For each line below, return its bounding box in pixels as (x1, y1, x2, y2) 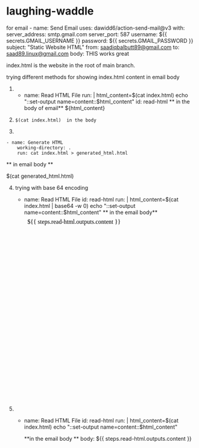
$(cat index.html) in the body (14, 117, 96, 123)
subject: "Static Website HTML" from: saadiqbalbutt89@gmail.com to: (6, 44, 180, 51)
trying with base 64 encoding (14, 184, 89, 191)
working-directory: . (17, 144, 71, 151)
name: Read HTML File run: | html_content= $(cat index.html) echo (24, 91, 188, 99)
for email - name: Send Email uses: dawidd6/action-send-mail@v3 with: (6, 24, 185, 31)
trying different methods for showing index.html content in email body (6, 73, 180, 80)
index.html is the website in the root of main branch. (6, 62, 136, 69)
